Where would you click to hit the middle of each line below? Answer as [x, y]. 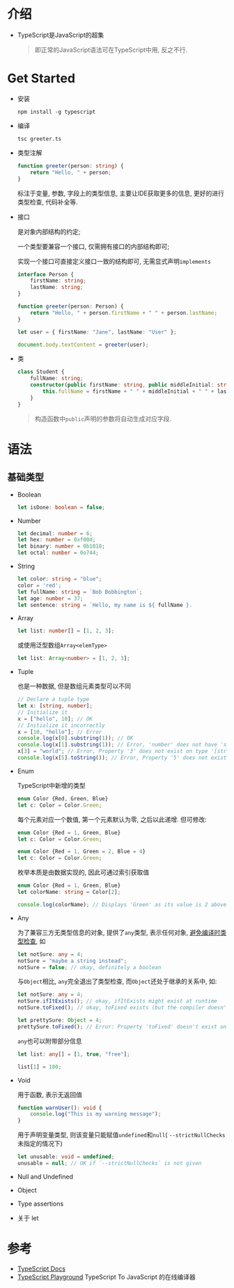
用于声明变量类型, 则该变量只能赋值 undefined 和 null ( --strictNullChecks [121, 1135]
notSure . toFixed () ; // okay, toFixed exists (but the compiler [111, 1008]
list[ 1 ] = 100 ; [39, 1067]
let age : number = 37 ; [50, 598]
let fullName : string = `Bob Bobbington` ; [80, 592]
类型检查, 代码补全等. [47, 202]
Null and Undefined [45, 1176]
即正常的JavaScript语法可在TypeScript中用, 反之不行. [111, 50]
